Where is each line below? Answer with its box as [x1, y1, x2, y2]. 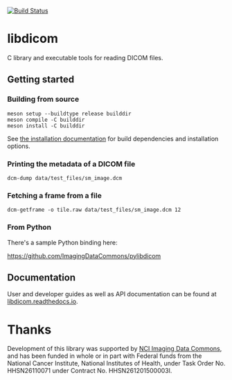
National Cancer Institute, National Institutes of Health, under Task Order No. [7, 359, 226, 368]
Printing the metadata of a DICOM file [7, 159, 136, 169]
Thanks [7, 322, 52, 337]
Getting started [7, 73, 75, 86]
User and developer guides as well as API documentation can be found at [7, 290, 217, 298]
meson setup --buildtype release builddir [7, 110, 132, 117]
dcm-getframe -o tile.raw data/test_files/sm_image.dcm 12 [7, 206, 181, 214]
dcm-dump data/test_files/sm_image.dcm [7, 174, 123, 181]
